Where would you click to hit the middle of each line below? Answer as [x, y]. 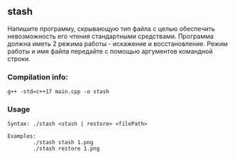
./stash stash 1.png [63, 143]
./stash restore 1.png [66, 149]
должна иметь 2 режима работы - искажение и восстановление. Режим [118, 43]
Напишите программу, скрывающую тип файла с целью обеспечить [111, 28]
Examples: [22, 136]
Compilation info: [38, 77]
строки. [19, 59]
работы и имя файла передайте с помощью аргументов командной [110, 51]
